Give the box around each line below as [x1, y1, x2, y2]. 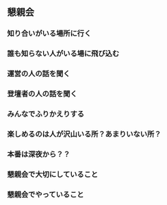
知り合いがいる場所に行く [7, 29, 92, 38]
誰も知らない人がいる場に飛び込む [7, 49, 120, 58]
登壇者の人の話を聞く [7, 89, 77, 99]
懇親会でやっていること [7, 189, 84, 199]
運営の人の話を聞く [7, 69, 70, 79]
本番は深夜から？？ [7, 149, 70, 159]
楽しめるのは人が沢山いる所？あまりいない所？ [7, 129, 162, 138]
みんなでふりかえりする [7, 109, 84, 119]
